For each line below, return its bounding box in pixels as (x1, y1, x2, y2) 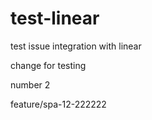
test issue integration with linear (10, 40, 142, 52)
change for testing (10, 59, 87, 71)
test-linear (10, 7, 100, 30)
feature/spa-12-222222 (10, 98, 107, 110)
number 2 (10, 78, 51, 91)
